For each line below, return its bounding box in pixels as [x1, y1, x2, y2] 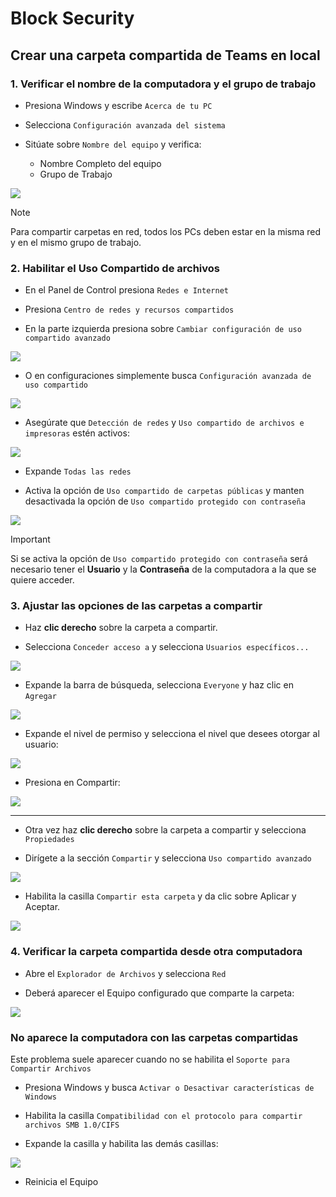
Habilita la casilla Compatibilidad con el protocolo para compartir [24, 1110, 303, 1122]
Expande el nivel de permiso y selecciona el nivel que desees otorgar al [24, 728, 320, 740]
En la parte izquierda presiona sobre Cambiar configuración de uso [24, 323, 302, 335]
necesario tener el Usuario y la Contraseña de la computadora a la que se [10, 563, 317, 576]
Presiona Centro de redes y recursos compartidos [24, 303, 235, 316]
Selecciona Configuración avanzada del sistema [24, 118, 226, 131]
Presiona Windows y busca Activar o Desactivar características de [24, 1082, 315, 1094]
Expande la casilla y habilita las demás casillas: [24, 1138, 219, 1150]
